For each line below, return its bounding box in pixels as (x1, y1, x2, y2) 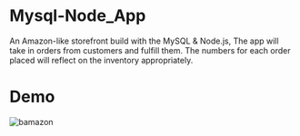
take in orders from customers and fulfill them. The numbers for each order (9, 44, 291, 55)
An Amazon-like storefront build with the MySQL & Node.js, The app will (9, 35, 279, 46)
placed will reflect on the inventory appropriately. (9, 54, 194, 65)
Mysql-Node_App (9, 5, 146, 26)
